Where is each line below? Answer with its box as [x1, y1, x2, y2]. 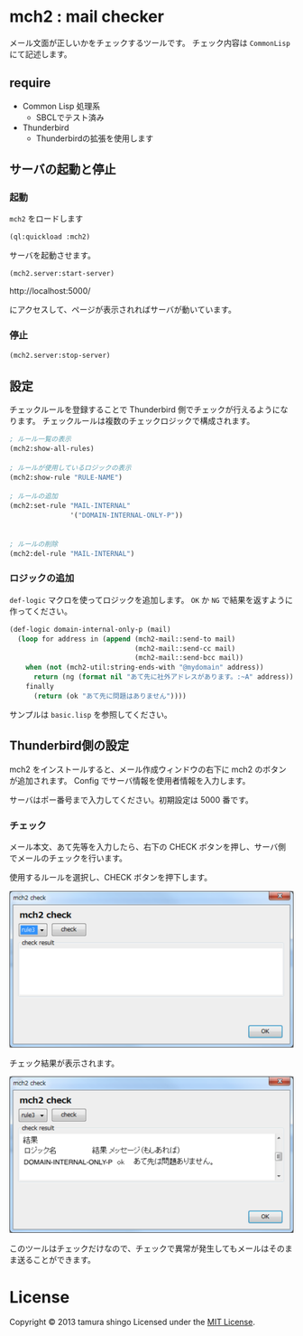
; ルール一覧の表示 [9, 435, 72, 444]
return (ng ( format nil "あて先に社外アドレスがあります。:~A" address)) [32, 673, 294, 682]
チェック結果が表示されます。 [9, 1058, 120, 1068]
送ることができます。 [16, 1255, 96, 1265]
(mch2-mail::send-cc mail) [133, 644, 236, 653]
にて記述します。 [9, 48, 72, 60]
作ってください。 [9, 606, 72, 616]
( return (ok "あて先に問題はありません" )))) [32, 692, 187, 701]
